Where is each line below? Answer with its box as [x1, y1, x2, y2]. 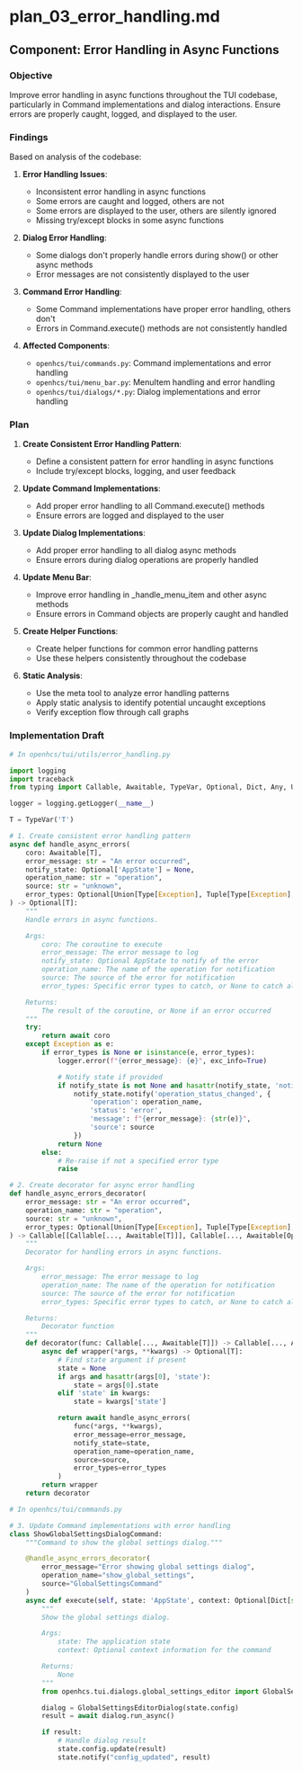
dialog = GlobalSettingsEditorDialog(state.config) [41, 1703, 240, 1713]
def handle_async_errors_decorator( [9, 1189, 147, 1198]
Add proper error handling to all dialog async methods [35, 545, 236, 556]
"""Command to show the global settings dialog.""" [25, 1538, 223, 1547]
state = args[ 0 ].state [73, 1381, 159, 1390]
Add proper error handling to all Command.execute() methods [35, 501, 265, 512]
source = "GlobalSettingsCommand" [41, 1579, 164, 1588]
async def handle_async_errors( [9, 839, 130, 849]
